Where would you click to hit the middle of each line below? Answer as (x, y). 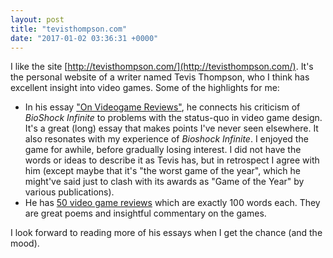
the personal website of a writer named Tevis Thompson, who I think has (160, 77)
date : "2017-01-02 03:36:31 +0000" (84, 38)
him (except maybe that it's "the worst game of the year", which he (162, 171)
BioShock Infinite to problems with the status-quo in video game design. (173, 118)
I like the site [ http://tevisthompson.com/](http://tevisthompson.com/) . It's (162, 67)
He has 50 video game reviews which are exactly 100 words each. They (172, 203)
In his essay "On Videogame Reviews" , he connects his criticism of (162, 107)
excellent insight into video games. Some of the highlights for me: (145, 88)
